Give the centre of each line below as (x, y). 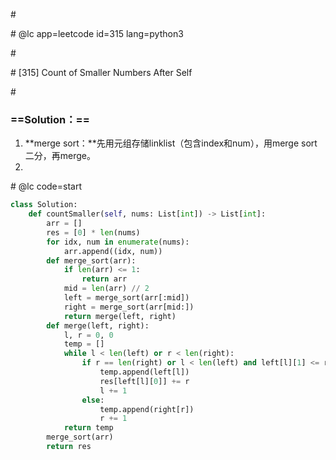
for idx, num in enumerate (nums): (118, 242)
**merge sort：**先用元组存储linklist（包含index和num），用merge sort (171, 143)
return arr (104, 279)
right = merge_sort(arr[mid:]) (129, 307)
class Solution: (44, 205)
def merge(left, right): (98, 325)
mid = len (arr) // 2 (106, 289)
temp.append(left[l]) (144, 372)
